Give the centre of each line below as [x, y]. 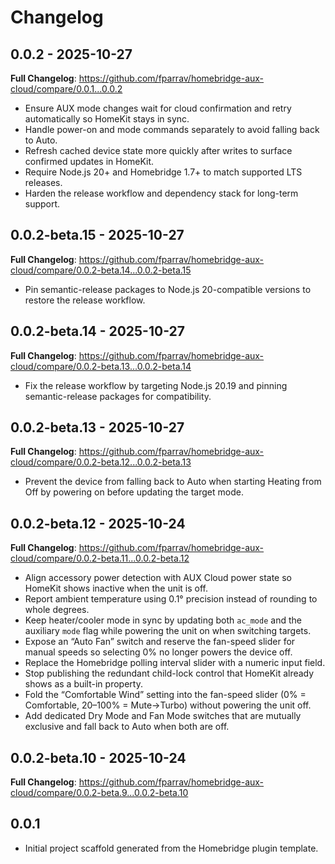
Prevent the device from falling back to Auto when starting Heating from [173, 482]
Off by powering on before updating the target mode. [134, 492]
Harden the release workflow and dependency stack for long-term [161, 193]
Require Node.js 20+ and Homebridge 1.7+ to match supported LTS [163, 172]
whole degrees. [57, 610]
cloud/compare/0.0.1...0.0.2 [66, 89]
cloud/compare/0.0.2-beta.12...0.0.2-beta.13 [101, 462]
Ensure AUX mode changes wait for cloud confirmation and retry [158, 108]
